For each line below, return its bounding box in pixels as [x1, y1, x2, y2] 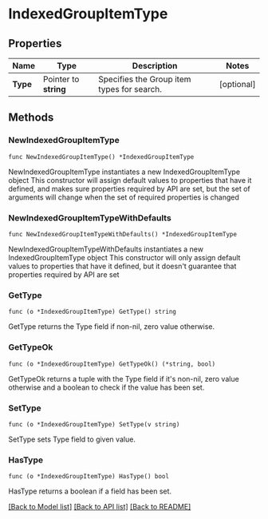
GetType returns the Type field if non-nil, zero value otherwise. [8, 322, 215, 331]
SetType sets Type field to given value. [8, 434, 136, 444]
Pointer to [42, 73, 80, 85]
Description [132, 61, 178, 71]
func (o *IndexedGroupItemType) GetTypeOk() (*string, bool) [8, 360, 216, 368]
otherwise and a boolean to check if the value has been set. [8, 382, 205, 392]
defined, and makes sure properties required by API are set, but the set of [8, 184, 251, 193]
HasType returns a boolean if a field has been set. [8, 486, 172, 496]
